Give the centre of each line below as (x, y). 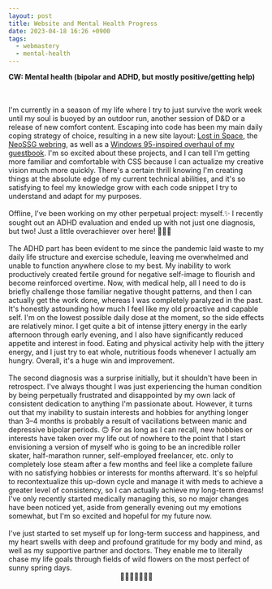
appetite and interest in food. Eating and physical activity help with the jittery (136, 343)
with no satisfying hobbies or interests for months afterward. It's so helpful (133, 473)
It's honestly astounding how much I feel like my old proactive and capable (133, 309)
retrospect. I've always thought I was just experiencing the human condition (135, 386)
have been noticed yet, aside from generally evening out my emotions (125, 507)
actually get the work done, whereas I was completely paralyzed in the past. (136, 300)
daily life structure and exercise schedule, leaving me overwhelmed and (129, 257)
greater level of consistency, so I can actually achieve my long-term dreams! (136, 490)
